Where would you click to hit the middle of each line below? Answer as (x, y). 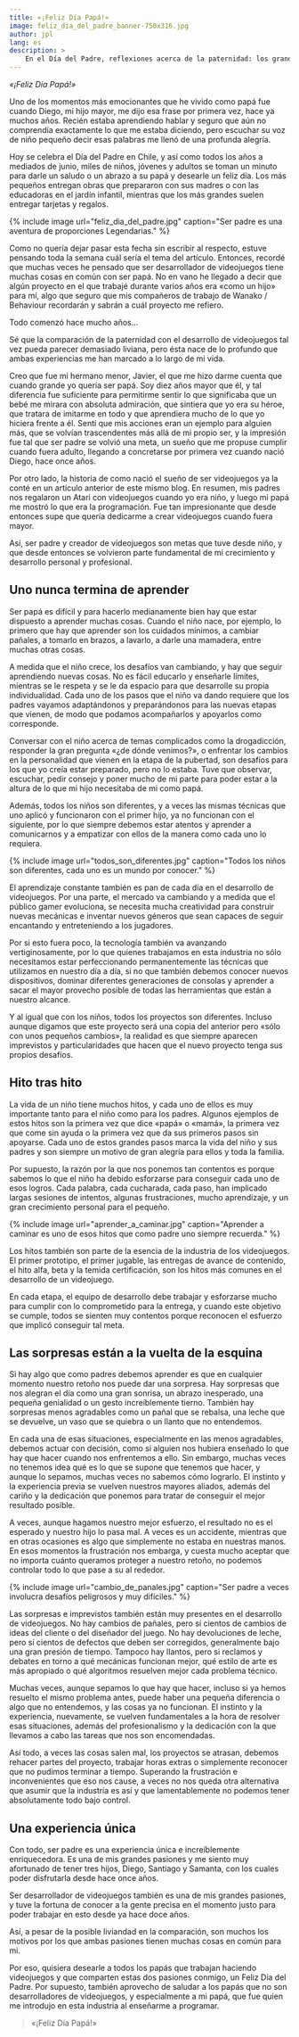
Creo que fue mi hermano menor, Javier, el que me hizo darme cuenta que (146, 376)
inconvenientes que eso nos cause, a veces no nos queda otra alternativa (144, 1781)
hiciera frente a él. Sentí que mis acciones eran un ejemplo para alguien (141, 423)
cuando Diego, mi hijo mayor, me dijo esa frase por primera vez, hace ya (142, 111)
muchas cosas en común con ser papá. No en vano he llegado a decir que (145, 276)
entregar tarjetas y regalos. (59, 204)
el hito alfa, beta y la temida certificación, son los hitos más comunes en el (146, 1270)
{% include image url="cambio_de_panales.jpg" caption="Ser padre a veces (149, 1588)
